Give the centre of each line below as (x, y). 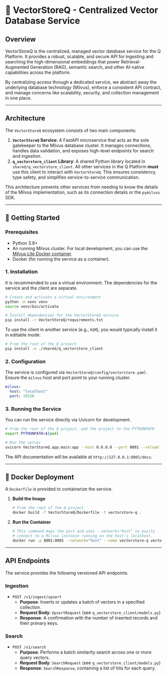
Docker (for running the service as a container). (61, 259)
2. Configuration (25, 361)
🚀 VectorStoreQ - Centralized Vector (82, 10)
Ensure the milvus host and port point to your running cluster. (68, 378)
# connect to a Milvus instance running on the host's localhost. (83, 536)
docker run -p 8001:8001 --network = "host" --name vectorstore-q (80, 540)
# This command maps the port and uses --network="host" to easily (83, 531)
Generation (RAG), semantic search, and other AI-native (87, 67)
